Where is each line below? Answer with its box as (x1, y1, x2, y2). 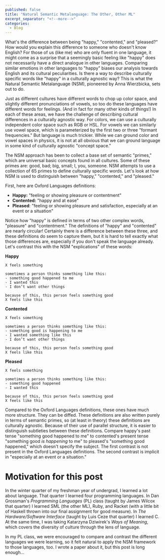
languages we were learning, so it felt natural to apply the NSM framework (5, 539, 156, 545)
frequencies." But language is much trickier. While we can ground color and (5, 132, 159, 138)
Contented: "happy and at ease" (12, 198, 79, 203)
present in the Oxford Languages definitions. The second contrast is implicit (5, 449, 159, 455)
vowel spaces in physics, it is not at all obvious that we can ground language (5, 137, 161, 143)
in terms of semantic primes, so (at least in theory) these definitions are (5, 417, 150, 424)
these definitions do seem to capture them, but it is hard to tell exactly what (5, 233, 159, 239)
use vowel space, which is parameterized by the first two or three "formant (5, 127, 158, 133)
